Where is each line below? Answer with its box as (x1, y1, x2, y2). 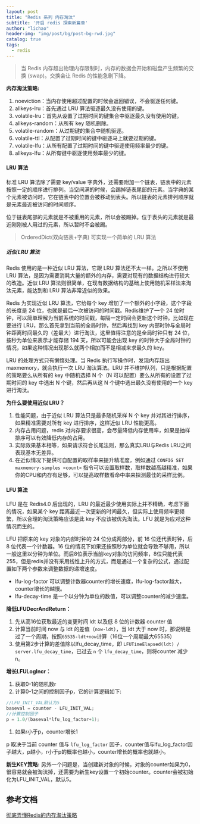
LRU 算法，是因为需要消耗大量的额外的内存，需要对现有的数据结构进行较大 (6, 271, 190, 279)
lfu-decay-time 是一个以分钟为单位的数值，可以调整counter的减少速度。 (14, 593, 192, 600)
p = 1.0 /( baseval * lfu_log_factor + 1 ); (6, 716, 100, 722)
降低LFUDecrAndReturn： (6, 605, 71, 613)
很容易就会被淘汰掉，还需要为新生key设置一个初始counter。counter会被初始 (6, 768, 193, 775)
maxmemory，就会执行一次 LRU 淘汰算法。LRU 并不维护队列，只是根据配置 (6, 364, 192, 371)
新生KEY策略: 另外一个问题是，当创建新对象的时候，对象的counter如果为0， (6, 760, 194, 768)
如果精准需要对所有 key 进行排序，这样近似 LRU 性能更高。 (14, 419, 160, 426)
